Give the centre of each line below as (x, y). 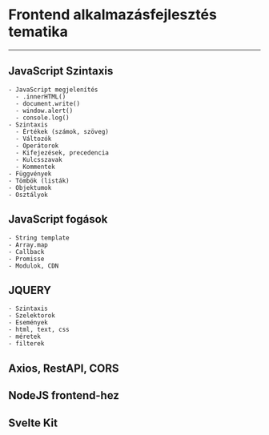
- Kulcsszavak (39, 159)
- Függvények (30, 174)
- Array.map (28, 245)
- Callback (26, 252)
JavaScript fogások (58, 219)
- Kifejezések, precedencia (62, 153)
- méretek (25, 337)
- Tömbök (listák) (39, 181)
